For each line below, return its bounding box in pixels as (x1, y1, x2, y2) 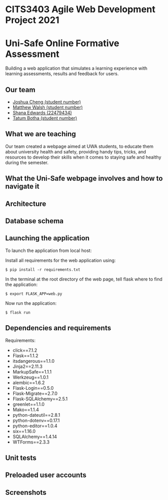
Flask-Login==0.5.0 (12, 385, 54, 391)
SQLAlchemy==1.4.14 (12, 433, 57, 440)
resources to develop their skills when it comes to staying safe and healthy (5, 154, 161, 160)
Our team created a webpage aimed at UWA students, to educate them (5, 143, 154, 149)
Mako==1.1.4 (12, 407, 39, 413)
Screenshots (5, 488, 47, 496)
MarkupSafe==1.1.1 (12, 368, 52, 374)
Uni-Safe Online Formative (5, 38, 119, 49)
